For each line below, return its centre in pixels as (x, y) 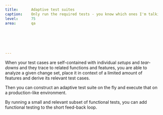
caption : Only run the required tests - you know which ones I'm (76, 14)
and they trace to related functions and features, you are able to (83, 68)
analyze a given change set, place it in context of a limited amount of (74, 73)
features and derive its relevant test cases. (48, 78)
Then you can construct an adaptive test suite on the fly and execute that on (81, 88)
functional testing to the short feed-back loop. (51, 107)
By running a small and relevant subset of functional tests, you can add (76, 102)
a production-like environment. (36, 93)
